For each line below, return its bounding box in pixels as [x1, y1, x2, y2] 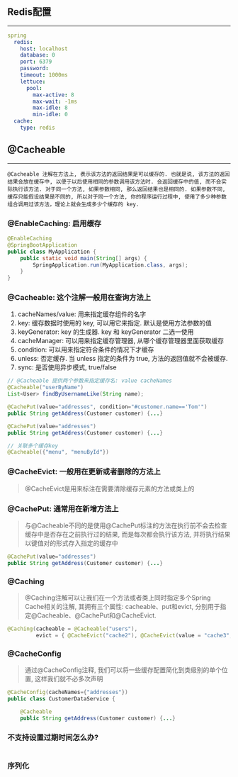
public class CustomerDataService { [7, 695, 115, 703]
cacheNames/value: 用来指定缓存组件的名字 [17, 310, 147, 318]
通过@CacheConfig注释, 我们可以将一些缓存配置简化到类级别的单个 [24, 666, 222, 674]
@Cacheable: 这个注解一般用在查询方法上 [7, 293, 151, 303]
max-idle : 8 [33, 104, 69, 111]
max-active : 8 [33, 91, 74, 99]
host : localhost [20, 45, 69, 52]
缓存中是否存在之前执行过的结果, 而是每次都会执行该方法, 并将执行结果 [24, 530, 231, 538]
